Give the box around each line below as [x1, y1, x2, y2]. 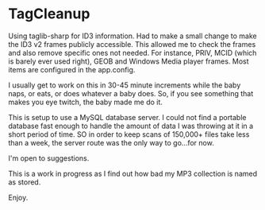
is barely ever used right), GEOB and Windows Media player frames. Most [8, 56, 249, 66]
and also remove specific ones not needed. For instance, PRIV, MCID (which [8, 48, 257, 57]
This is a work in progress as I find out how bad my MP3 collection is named [8, 169, 258, 178]
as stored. [8, 177, 41, 187]
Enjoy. [8, 192, 29, 202]
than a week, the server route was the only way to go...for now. [8, 138, 214, 147]
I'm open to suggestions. [8, 153, 90, 163]
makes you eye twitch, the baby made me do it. [8, 97, 163, 107]
